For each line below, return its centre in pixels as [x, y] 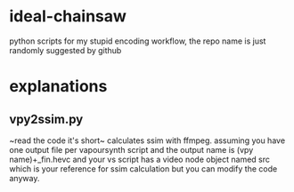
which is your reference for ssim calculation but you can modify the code [143, 168]
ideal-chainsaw [68, 16]
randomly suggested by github [65, 50]
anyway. [24, 178]
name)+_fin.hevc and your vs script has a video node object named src [139, 159]
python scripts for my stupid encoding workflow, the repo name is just [138, 41]
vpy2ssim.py [46, 119]
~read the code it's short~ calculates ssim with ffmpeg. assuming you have [147, 140]
